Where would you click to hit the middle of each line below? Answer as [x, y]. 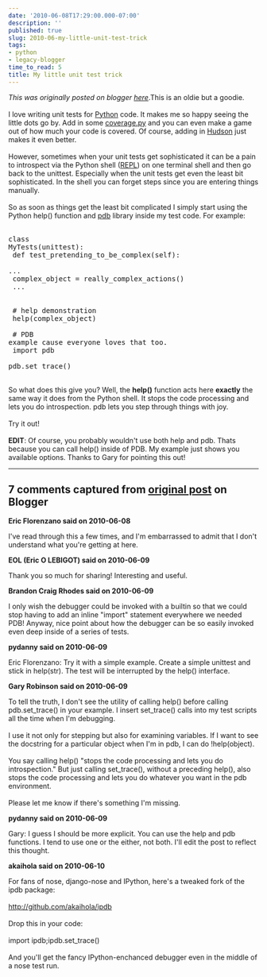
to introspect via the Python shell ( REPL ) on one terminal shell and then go [130, 164]
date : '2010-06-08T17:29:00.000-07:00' [74, 15]
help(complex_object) [54, 318]
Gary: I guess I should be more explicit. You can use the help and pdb [122, 834]
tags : [17, 45]
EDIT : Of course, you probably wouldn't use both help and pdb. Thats [122, 440]
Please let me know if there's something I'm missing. [95, 803]
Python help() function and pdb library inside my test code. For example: [127, 215]
